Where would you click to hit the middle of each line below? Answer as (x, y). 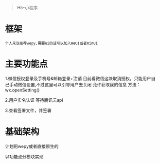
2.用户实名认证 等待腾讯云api (34, 100)
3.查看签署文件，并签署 (28, 110)
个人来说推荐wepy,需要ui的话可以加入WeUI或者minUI (52, 43)
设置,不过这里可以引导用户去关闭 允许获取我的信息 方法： (83, 84)
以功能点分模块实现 (24, 156)
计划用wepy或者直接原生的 (32, 146)
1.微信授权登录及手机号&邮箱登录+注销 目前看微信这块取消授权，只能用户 (78, 78)
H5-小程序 (27, 8)
